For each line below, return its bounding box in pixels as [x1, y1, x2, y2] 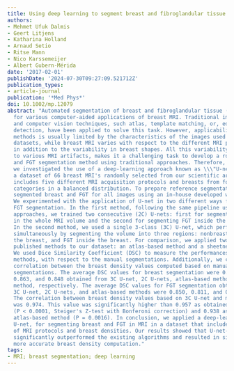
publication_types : [7, 81, 64, 88]
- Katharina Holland [7, 36, 68, 43]
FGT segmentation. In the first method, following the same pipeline [13, 205, 219, 212]
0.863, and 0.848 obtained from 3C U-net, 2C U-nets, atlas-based [13, 276, 210, 283]
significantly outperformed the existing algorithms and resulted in [13, 333, 219, 341]
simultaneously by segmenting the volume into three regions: [13, 230, 198, 237]
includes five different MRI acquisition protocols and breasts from [13, 178, 219, 185]
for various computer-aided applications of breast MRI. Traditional [13, 113, 219, 120]
